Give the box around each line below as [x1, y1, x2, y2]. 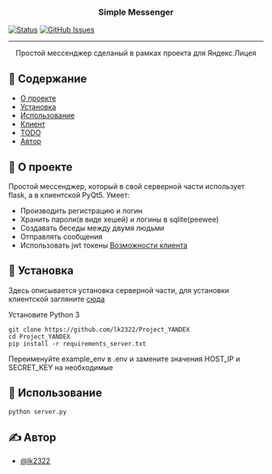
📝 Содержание [8, 71, 87, 85]
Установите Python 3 [8, 309, 80, 319]
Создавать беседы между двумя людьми [19, 222, 164, 233]
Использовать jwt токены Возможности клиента [19, 240, 188, 250]
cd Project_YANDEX [8, 332, 70, 341]
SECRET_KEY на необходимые [8, 362, 113, 372]
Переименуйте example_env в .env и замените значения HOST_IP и [8, 354, 240, 364]
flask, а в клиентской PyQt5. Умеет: [8, 190, 130, 200]
